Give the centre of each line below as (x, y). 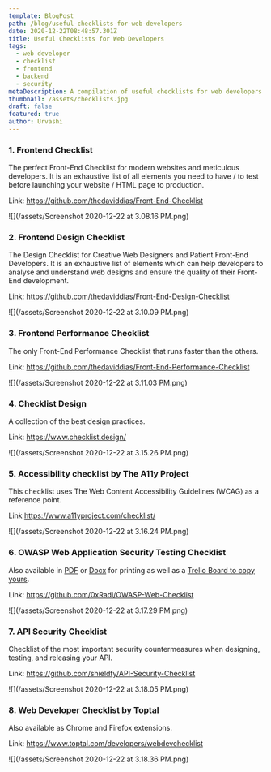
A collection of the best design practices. (77, 421)
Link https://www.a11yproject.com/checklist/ (82, 515)
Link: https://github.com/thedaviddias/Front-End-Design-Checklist (119, 296)
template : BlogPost (41, 16)
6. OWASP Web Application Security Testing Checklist (117, 553)
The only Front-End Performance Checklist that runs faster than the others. (133, 351)
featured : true (34, 114)
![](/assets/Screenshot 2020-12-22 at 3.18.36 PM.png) (99, 759)
